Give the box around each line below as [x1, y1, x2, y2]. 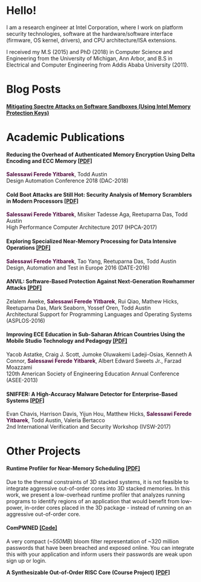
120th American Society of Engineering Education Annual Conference [6, 370, 180, 377]
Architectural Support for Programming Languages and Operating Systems [6, 310, 192, 318]
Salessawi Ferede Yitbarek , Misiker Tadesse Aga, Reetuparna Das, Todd [6, 211, 188, 218]
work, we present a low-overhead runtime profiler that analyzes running [6, 491, 185, 498]
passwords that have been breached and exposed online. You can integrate [6, 544, 194, 551]
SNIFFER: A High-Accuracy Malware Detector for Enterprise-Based [6, 390, 178, 397]
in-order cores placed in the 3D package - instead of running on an [24, 504, 192, 511]
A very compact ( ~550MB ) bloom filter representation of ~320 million [6, 537, 179, 545]
